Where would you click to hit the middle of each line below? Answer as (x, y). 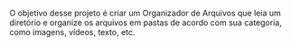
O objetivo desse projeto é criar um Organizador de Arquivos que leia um (145, 13)
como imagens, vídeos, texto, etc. (72, 32)
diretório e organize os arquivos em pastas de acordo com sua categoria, (145, 23)
